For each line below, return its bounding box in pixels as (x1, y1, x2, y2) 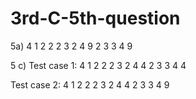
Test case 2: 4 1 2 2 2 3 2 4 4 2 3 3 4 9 (10, 78, 170, 91)
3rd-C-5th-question (10, 7, 181, 30)
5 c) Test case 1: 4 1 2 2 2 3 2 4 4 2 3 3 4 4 (10, 59, 187, 71)
